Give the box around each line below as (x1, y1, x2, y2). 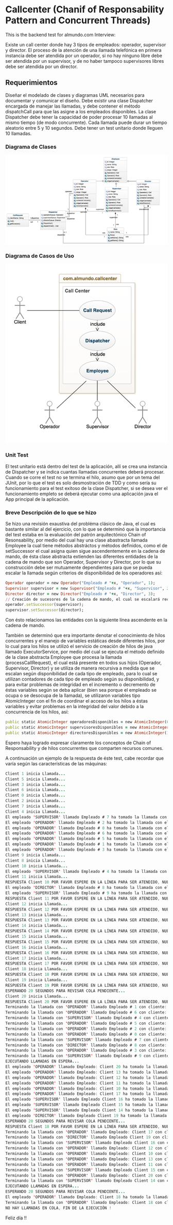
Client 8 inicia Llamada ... (5, 858, 66, 863)
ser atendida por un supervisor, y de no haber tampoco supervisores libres (5, 58, 164, 64)
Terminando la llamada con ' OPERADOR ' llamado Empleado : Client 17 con (5, 1129, 162, 1134)
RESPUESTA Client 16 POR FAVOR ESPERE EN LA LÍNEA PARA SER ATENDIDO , (5, 950, 160, 955)
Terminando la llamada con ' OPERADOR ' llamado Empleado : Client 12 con (5, 1146, 162, 1151)
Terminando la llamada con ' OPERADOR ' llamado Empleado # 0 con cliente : (5, 1031, 167, 1037)
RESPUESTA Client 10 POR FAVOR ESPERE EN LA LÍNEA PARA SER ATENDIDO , (5, 880, 160, 885)
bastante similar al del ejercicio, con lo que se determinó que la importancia (5, 526, 166, 532)
